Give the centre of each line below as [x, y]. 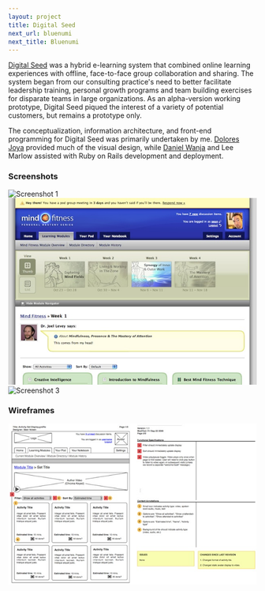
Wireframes [32, 411]
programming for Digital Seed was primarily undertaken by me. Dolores [124, 139]
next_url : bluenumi [40, 33]
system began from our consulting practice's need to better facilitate [120, 82]
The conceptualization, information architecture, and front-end [110, 131]
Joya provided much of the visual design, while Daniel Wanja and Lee [121, 148]
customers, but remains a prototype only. [75, 115]
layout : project [35, 17]
